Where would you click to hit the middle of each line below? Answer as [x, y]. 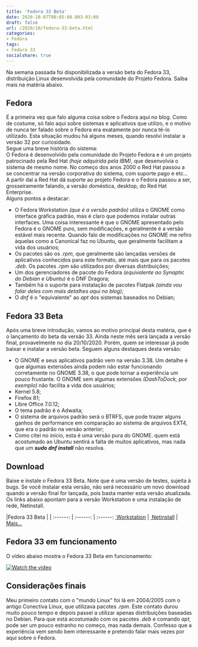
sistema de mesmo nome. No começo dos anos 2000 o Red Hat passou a [95, 167]
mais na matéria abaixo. [35, 84]
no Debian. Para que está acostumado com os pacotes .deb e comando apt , [99, 619]
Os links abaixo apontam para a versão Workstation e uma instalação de [94, 500]
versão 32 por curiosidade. [39, 142]
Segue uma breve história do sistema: [52, 148]
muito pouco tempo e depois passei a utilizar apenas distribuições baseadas [99, 612]
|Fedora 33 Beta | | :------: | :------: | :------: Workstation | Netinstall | [92, 517]
